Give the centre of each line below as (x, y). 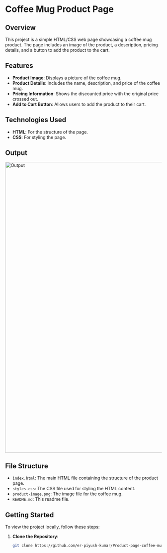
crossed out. (25, 99)
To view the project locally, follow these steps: (52, 527)
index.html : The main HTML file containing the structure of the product (85, 478)
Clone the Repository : (35, 537)
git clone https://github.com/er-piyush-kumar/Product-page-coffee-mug (88, 546)
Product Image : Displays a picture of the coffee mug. (67, 78)
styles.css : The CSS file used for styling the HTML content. (74, 489)
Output (16, 153)
